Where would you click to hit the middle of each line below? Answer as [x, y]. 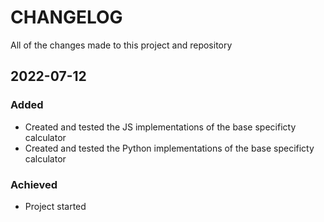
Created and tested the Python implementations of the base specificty [169, 148]
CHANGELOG [66, 17]
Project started [55, 206]
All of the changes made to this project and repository [121, 45]
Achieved [34, 184]
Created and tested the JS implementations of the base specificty [160, 127]
